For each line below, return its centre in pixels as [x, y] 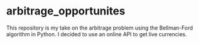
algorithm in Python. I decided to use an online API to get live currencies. [96, 34]
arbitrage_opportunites [66, 11]
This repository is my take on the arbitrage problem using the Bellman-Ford [99, 28]
